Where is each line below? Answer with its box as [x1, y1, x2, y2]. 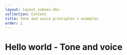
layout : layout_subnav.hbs [5, 7, 60, 12]
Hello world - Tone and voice [5, 42, 123, 53]
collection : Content [5, 12, 47, 17]
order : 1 [5, 20, 23, 26]
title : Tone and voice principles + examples [5, 16, 98, 21]
